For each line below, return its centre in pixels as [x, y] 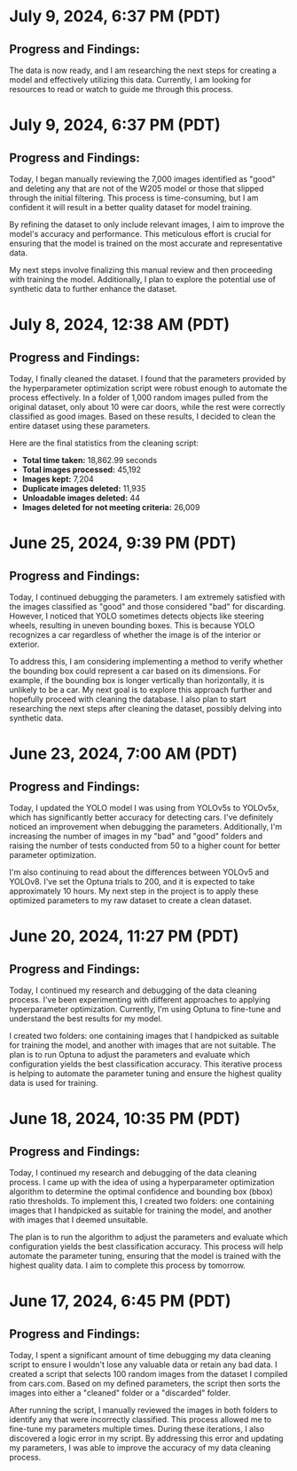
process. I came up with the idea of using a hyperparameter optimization [142, 1182]
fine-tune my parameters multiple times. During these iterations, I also [137, 1429]
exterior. [24, 644]
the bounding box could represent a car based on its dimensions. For [135, 671]
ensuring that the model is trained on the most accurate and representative [146, 243]
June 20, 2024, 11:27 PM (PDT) [124, 936]
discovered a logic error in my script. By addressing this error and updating [146, 1438]
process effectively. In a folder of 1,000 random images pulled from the [139, 397]
